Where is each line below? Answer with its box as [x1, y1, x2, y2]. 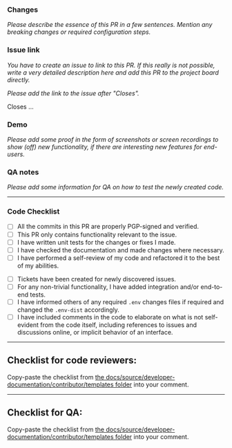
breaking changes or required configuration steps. [7, 28, 151, 36]
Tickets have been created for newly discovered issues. [17, 274, 176, 283]
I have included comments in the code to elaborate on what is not [17, 312, 204, 321]
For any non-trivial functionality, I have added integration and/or [17, 282, 200, 291]
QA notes [7, 167, 39, 177]
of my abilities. [17, 261, 59, 270]
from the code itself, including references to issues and [40, 321, 197, 329]
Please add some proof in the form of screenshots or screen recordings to [7, 135, 219, 143]
